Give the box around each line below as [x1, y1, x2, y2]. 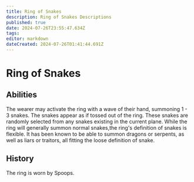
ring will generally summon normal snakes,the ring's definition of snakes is [6, 124, 187, 131]
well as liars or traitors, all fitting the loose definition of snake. [6, 136, 155, 144]
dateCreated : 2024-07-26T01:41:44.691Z [6, 42, 104, 48]
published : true [6, 19, 46, 25]
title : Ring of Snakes [6, 8, 62, 15]
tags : [6, 31, 19, 36]
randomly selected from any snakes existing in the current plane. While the [6, 118, 188, 125]
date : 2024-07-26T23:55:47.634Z [6, 25, 85, 31]
